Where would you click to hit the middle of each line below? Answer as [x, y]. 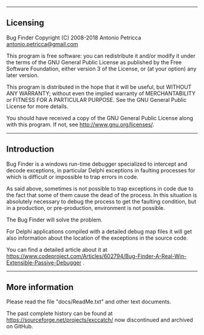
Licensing [25, 23]
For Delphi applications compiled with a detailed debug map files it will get [99, 231]
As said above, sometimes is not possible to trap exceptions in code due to [100, 188]
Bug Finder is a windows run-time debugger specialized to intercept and [97, 164]
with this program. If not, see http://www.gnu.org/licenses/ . [80, 124]
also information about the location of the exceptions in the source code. [97, 238]
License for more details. [37, 106]
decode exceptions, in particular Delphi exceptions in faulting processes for [101, 170]
